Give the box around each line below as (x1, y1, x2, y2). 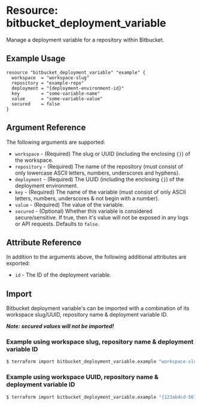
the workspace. (14, 157, 54, 164)
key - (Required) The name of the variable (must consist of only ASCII (14, 188, 187, 196)
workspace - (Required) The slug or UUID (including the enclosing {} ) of (14, 150, 190, 157)
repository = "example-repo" (11, 80, 84, 86)
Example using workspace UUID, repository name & (6, 373, 159, 381)
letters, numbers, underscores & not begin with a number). (14, 194, 160, 202)
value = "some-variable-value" (11, 95, 103, 102)
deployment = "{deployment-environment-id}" (11, 85, 124, 91)
